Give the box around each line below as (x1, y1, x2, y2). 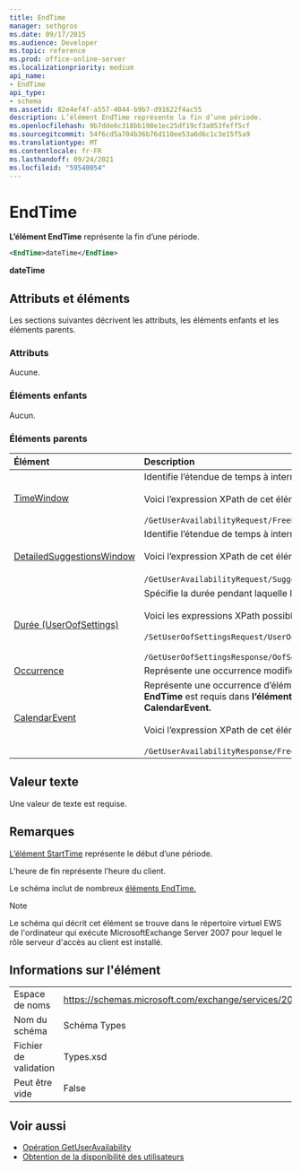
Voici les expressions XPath (143, 609, 261, 621)
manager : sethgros (9, 22, 78, 30)
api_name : (9, 72, 47, 81)
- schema (9, 96, 42, 106)
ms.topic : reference (9, 47, 87, 56)
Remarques (9, 824, 75, 839)
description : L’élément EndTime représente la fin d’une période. (9, 113, 262, 122)
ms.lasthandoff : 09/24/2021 (9, 154, 115, 164)
